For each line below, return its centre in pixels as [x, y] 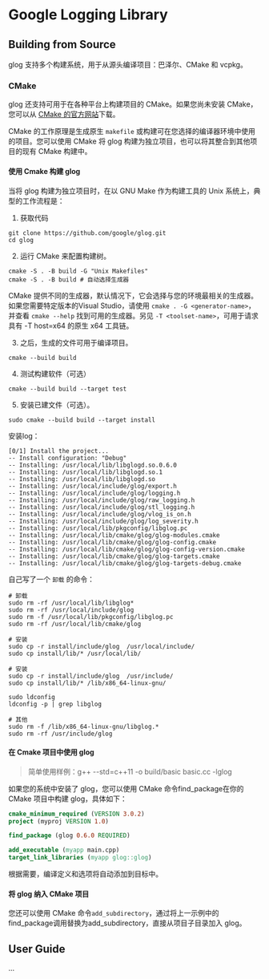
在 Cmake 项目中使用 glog [51, 752]
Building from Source [62, 44]
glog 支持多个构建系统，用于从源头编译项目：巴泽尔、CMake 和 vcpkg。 [128, 65]
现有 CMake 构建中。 [57, 152]
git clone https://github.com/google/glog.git [87, 233]
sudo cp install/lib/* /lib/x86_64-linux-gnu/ [87, 683]
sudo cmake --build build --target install [82, 420]
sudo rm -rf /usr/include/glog [60, 734]
